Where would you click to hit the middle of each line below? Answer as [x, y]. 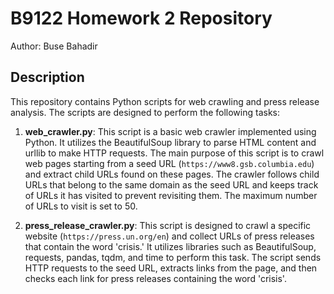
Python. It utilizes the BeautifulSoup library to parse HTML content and [170, 142]
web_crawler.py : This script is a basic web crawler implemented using [170, 131]
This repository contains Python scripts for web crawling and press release [165, 101]
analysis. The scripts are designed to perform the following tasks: [145, 112]
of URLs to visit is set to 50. [81, 206]
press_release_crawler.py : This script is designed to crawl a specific [168, 225]
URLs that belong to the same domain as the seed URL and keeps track [171, 184]
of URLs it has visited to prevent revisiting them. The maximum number [171, 195]
